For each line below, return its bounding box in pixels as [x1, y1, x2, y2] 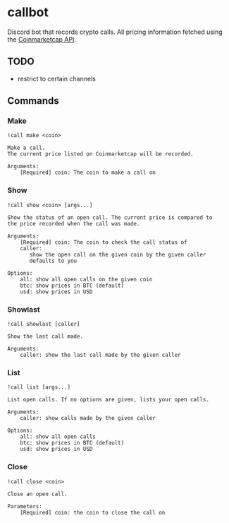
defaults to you [29, 257, 78, 264]
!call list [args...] [7, 384, 71, 391]
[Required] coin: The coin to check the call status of [20, 238, 188, 246]
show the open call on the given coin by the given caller [29, 251, 206, 258]
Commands [7, 95, 60, 107]
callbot [7, 4, 49, 20]
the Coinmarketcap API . [7, 35, 76, 43]
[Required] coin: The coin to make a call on [20, 169, 156, 177]
